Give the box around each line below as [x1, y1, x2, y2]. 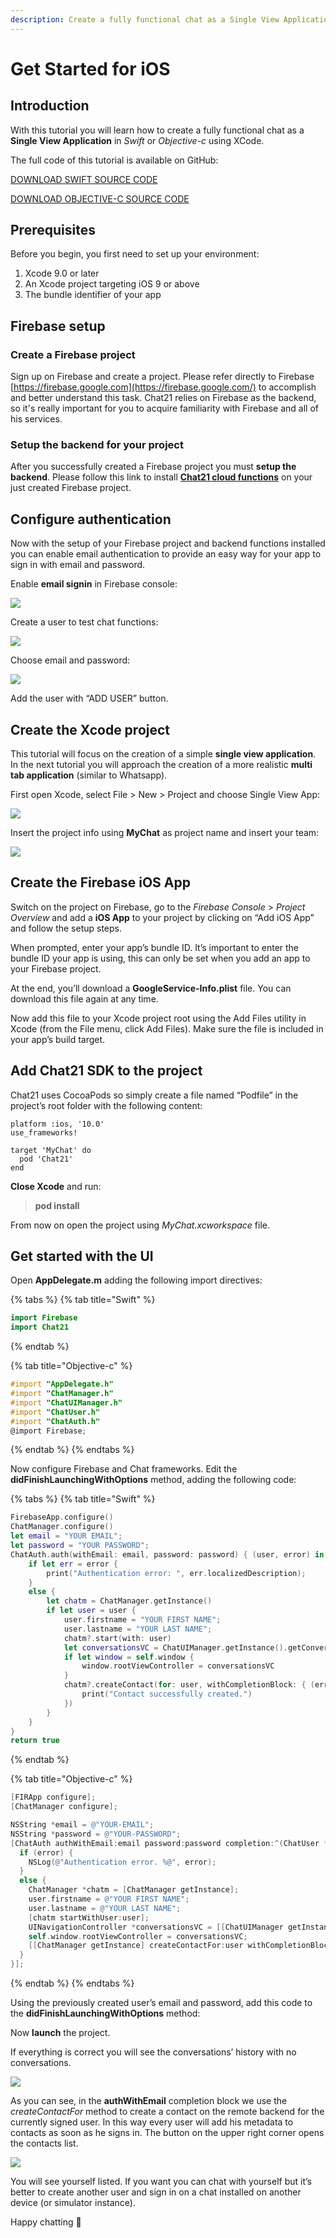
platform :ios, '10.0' [10, 1119, 105, 1129]
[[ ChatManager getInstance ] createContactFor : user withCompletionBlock [28, 1941, 333, 1951]
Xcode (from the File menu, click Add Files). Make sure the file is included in [10, 1022, 324, 1035]
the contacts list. [10, 2137, 79, 2150]
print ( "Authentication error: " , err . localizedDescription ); [46, 1568, 307, 1578]
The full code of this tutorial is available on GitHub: [10, 154, 219, 166]
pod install [34, 1199, 80, 1211]
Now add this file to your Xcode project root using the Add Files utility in [10, 1012, 307, 1024]
